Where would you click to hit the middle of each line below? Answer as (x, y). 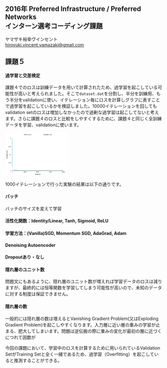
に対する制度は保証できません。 (38, 294)
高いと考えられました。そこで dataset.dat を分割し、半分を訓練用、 (87, 93)
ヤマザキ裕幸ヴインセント (31, 39)
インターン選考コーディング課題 (54, 26)
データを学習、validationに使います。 (43, 125)
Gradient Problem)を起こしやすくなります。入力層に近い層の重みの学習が (81, 324)
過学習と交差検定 (23, 75)
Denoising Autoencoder (30, 245)
